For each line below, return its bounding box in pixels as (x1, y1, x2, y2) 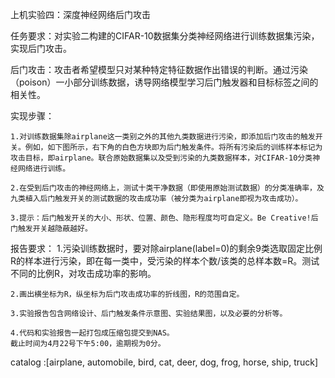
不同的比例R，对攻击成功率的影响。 (10, 268, 157, 279)
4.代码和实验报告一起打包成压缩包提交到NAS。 (10, 328, 175, 338)
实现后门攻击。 (10, 43, 72, 54)
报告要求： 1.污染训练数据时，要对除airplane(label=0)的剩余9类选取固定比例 (10, 243, 323, 254)
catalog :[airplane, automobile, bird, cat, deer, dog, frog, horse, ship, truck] (10, 356, 319, 368)
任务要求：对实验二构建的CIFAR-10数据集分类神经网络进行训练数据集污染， (10, 30, 320, 42)
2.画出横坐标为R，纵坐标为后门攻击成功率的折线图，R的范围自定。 (10, 289, 245, 299)
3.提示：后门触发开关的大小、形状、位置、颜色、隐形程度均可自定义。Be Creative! (10, 213, 312, 223)
